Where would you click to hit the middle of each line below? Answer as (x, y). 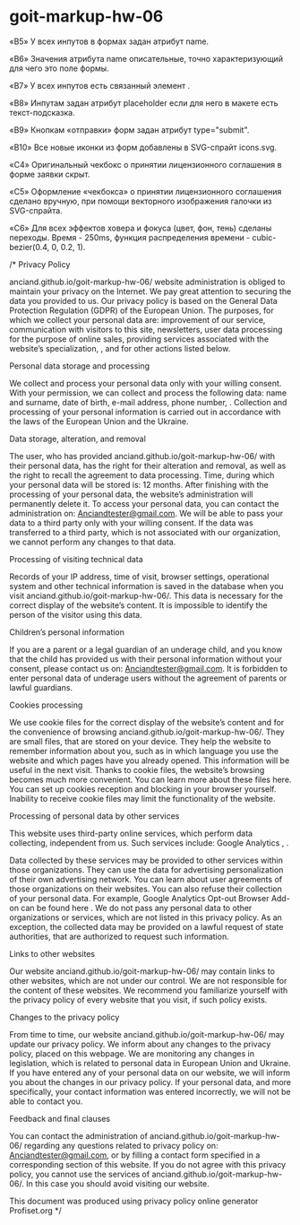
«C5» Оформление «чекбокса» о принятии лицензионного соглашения (146, 191)
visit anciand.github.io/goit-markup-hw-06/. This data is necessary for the (146, 595)
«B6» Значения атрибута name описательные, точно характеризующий (146, 58)
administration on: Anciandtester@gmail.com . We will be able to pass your (146, 513)
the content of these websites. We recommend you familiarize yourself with (149, 990)
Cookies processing (46, 705)
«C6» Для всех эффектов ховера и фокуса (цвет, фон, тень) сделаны (141, 228)
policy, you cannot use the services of (80, 1174)
